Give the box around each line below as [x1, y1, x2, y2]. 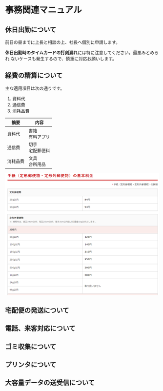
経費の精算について [5, 71, 63, 80]
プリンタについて [5, 360, 57, 369]
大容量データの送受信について [5, 379, 95, 387]
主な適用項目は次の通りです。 [5, 85, 65, 91]
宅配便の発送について [5, 306, 69, 314]
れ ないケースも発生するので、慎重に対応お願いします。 [5, 56, 117, 62]
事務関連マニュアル [5, 4, 82, 16]
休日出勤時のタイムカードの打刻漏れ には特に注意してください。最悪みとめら [5, 50, 159, 55]
